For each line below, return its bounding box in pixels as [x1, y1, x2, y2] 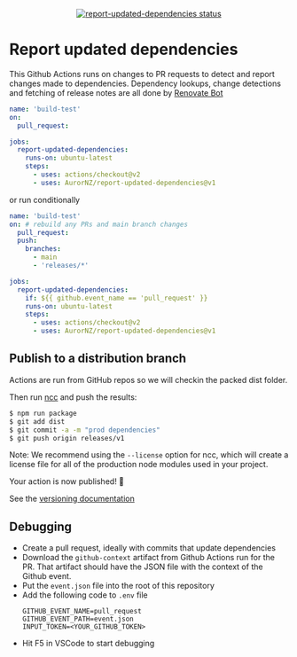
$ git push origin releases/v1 [9, 434, 125, 442]
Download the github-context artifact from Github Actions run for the [21, 552, 275, 563]
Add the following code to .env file [21, 590, 148, 600]
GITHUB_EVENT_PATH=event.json [21, 614, 135, 624]
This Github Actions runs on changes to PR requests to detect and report [9, 68, 275, 79]
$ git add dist [9, 417, 66, 426]
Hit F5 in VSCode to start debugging [21, 638, 155, 649]
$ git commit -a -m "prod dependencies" [9, 426, 161, 434]
